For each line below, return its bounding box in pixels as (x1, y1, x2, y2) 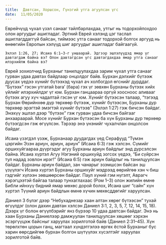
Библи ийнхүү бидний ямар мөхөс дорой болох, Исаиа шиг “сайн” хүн (5, 182, 154, 188)
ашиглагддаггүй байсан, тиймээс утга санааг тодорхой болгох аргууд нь (5, 36, 160, 42)
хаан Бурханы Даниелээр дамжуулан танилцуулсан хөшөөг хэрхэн (5, 213, 148, 219)
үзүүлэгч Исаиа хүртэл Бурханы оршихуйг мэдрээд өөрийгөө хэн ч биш (5, 166, 159, 173)
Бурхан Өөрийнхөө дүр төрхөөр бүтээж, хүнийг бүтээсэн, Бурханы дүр (5, 99, 157, 105)
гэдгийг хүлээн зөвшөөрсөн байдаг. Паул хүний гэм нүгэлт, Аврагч (5, 172, 148, 178)
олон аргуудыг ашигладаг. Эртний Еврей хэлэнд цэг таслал (5, 31, 132, 37)
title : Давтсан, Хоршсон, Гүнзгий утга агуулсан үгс (5, 7, 119, 12)
